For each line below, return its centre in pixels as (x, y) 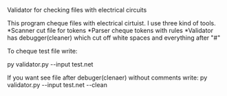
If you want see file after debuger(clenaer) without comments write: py (107, 77)
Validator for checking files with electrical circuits (77, 10)
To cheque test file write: (42, 51)
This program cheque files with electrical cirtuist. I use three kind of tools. (111, 23)
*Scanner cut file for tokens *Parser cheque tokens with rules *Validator (110, 31)
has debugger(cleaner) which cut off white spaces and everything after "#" (114, 38)
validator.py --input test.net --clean (57, 85)
